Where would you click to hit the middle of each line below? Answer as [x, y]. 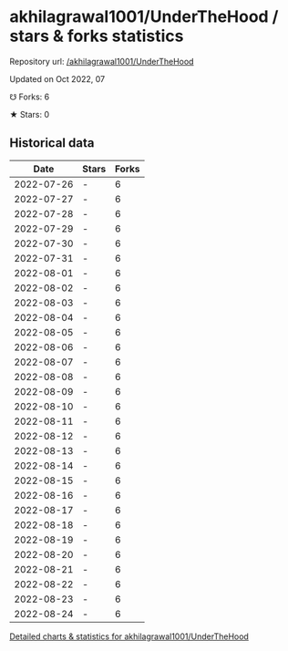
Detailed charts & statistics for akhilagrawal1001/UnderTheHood [129, 636]
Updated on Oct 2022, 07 [57, 78]
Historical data [52, 143]
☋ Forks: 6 [30, 97]
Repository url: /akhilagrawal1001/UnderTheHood [102, 61]
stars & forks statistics [97, 36]
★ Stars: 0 [30, 114]
